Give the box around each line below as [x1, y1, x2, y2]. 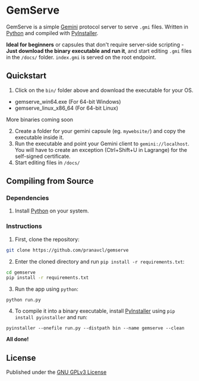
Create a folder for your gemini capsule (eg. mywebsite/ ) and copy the [14, 127, 186, 134]
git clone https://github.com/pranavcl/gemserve [6, 247, 129, 253]
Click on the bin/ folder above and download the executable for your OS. [14, 87, 194, 94]
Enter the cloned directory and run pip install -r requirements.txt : [14, 258, 185, 265]
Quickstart [6, 71, 47, 81]
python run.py [6, 297, 42, 303]
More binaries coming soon [6, 116, 73, 123]
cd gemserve [6, 269, 36, 275]
